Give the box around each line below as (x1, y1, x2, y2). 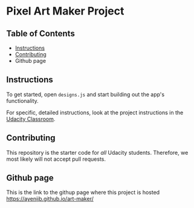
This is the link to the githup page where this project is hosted (6, 189, 160, 196)
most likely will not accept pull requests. (6, 155, 106, 163)
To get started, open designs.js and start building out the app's (6, 91, 165, 98)
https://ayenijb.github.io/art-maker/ (6, 195, 94, 203)
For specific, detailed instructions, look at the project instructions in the (6, 109, 184, 116)
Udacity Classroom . (6, 115, 56, 122)
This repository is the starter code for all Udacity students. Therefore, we (6, 149, 189, 156)
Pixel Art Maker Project (6, 4, 124, 18)
